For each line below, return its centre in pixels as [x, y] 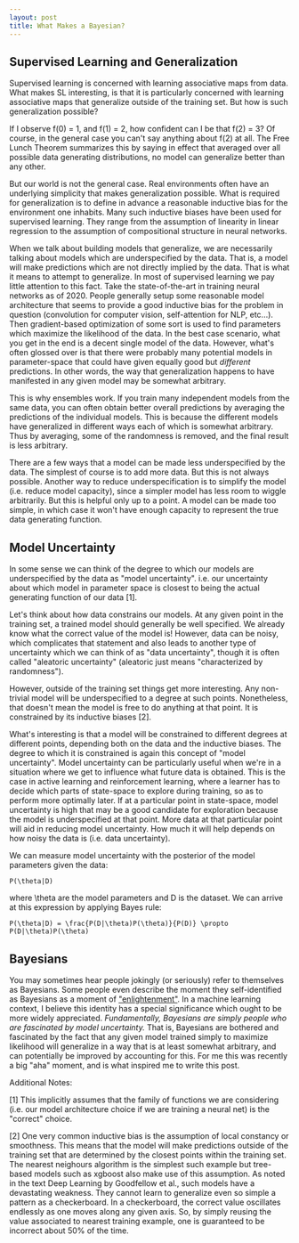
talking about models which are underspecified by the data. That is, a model [149, 258]
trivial [19, 698]
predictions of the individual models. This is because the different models [144, 417]
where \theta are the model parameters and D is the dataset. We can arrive [146, 898]
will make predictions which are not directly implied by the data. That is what [149, 267]
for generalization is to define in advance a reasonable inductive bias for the [149, 203]
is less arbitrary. [39, 445]
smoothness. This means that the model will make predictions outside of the [149, 1145]
